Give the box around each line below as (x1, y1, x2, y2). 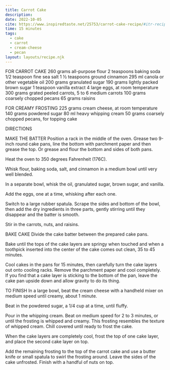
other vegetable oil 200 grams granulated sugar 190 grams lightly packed (5, 79, 158, 85)
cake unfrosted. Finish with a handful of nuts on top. (5, 359, 114, 365)
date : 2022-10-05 (5, 17, 42, 22)
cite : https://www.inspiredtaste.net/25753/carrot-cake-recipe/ (5, 21, 144, 27)
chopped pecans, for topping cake (5, 116, 77, 122)
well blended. (5, 171, 33, 177)
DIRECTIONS (5, 126, 32, 132)
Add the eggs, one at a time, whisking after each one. (5, 191, 117, 197)
